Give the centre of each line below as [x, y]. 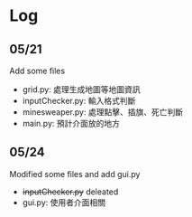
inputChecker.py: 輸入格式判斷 [79, 101]
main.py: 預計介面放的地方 [71, 123]
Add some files [37, 71]
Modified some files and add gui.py [75, 174]
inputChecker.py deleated [70, 192]
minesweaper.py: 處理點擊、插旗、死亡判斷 [102, 112]
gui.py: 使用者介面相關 [64, 202]
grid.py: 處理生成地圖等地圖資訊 [81, 90]
